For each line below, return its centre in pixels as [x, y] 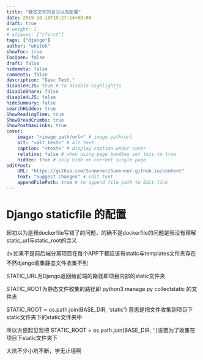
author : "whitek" [28, 46]
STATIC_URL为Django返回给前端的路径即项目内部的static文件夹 [86, 276]
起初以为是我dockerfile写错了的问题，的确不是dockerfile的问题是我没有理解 [102, 232]
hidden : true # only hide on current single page [82, 160]
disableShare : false [33, 92]
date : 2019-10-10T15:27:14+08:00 [49, 18]
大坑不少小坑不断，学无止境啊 [44, 351]
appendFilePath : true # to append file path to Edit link [93, 183]
